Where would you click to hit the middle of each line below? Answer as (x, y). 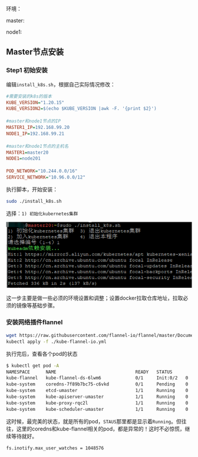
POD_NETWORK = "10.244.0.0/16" (42, 171)
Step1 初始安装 (27, 70)
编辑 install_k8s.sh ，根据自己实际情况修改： (61, 84)
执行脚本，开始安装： (32, 189)
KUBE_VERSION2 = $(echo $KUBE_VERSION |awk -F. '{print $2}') (82, 109)
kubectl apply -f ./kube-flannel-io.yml (57, 342)
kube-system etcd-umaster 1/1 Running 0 (97, 391)
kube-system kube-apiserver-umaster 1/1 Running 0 (97, 397)
